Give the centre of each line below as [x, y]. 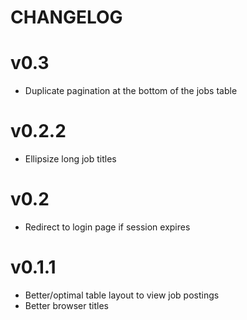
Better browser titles [66, 305]
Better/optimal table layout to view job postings [122, 295]
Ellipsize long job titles [70, 159]
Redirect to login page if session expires [107, 227]
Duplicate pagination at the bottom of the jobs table [131, 91]
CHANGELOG [66, 17]
